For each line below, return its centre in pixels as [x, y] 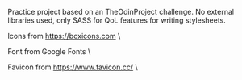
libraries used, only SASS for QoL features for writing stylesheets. [117, 20]
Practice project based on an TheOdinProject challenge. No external [121, 12]
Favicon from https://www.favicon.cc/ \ [73, 67]
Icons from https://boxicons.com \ [64, 36]
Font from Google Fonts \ [49, 51]
